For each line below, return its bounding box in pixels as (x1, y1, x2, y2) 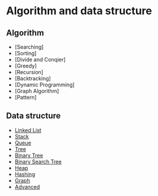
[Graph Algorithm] (14, 88, 59, 94)
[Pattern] (14, 94, 37, 101)
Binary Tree (14, 152, 43, 159)
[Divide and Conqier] (14, 56, 66, 63)
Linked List (14, 126, 41, 134)
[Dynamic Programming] (14, 81, 75, 88)
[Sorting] (14, 50, 37, 57)
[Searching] (14, 43, 44, 50)
